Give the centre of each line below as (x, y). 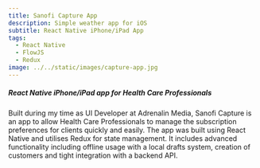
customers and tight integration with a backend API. (93, 155)
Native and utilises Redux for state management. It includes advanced (123, 138)
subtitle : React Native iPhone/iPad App (76, 30)
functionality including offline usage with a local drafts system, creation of (129, 147)
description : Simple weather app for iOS (78, 23)
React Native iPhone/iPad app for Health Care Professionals (110, 93)
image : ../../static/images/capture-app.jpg (83, 68)
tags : (17, 38)
